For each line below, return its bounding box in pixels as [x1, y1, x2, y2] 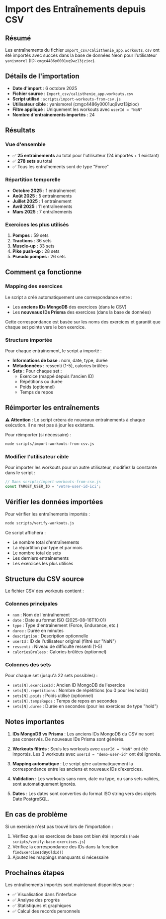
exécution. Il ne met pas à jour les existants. [5, 422, 95, 428]
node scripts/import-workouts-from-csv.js [5, 441, 94, 446]
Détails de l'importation [5, 72, 80, 81]
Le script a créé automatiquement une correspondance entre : [5, 294, 133, 300]
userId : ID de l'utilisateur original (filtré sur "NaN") [12, 638, 116, 644]
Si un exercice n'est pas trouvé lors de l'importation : [5, 823, 113, 829]
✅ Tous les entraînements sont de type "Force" [12, 163, 109, 170]
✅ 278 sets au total [12, 158, 52, 164]
